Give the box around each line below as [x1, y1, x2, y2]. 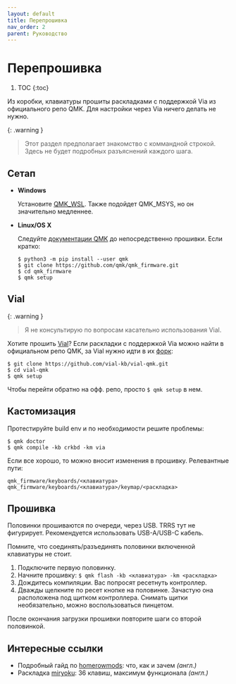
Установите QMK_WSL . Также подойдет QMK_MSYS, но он [17, 200, 194, 208]
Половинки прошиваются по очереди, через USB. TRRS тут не [7, 521, 196, 530]
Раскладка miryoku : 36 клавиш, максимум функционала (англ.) [17, 669, 209, 677]
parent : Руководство [7, 30, 68, 37]
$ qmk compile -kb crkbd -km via [7, 444, 106, 451]
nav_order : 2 [7, 23, 46, 30]
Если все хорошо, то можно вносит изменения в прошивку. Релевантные [7, 456, 229, 465]
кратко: [17, 242, 41, 250]
